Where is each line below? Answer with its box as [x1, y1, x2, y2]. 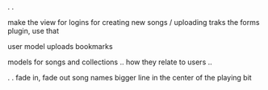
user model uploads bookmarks [7, 42, 114, 51]
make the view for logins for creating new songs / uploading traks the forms [7, 18, 260, 27]
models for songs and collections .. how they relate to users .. [7, 57, 213, 67]
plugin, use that [7, 27, 60, 35]
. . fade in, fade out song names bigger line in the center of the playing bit [7, 73, 252, 82]
